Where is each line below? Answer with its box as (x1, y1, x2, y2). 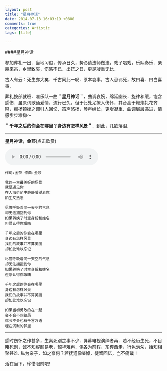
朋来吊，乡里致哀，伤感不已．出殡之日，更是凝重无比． (5, 66, 118, 72)
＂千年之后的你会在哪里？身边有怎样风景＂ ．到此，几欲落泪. (5, 123, 129, 129)
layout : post (5, 7, 32, 12)
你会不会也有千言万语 (5, 318, 42, 323)
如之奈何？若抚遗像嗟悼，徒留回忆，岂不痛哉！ (42, 350, 138, 356)
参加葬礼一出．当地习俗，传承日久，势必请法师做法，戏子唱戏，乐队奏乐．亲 (5, 60, 162, 65)
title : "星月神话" (5, 12, 41, 17)
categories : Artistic (5, 26, 50, 31)
